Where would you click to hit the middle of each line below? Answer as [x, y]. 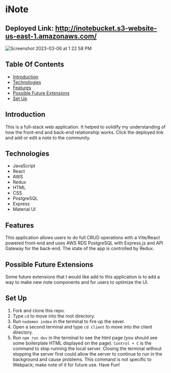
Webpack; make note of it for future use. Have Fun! [66, 365]
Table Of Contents [35, 65]
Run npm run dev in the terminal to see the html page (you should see [85, 337]
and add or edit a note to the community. [48, 138]
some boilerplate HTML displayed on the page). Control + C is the [82, 343]
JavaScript [24, 166]
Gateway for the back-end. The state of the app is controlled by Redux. [80, 248]
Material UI [24, 209]
